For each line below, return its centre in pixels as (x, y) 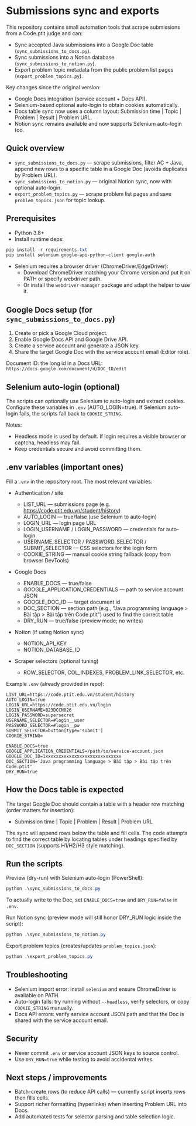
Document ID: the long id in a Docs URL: (54, 363)
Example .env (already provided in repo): (55, 683)
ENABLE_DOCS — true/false (57, 583)
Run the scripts (35, 864)
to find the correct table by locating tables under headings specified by (92, 839)
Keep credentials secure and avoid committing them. (78, 448)
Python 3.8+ (30, 233)
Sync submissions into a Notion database (64, 57)
